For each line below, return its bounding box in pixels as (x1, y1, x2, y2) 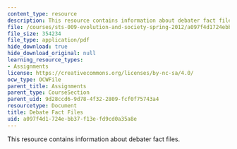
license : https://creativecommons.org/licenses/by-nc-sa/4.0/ (7, 69, 194, 76)
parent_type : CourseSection (7, 89, 90, 96)
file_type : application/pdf (7, 37, 90, 44)
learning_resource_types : (7, 56, 83, 64)
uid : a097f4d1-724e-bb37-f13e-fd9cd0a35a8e (7, 115, 138, 122)
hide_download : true (7, 43, 68, 50)
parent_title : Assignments (7, 83, 87, 90)
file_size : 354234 (7, 30, 61, 37)
